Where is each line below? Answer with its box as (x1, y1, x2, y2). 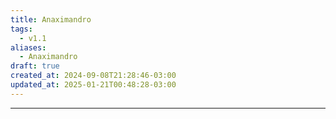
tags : (10, 24, 33, 34)
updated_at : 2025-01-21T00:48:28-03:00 (10, 80, 177, 90)
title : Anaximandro (10, 14, 92, 25)
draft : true (10, 61, 60, 71)
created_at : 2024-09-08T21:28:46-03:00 (10, 71, 177, 81)
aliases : (10, 42, 47, 53)
